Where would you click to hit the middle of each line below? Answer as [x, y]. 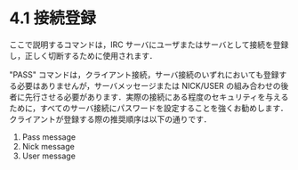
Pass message [49, 137]
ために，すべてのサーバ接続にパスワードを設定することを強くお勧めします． [149, 108]
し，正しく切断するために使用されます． [83, 55]
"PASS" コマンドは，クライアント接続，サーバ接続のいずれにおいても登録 [144, 74]
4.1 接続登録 [52, 18]
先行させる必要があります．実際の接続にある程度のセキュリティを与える [157, 97]
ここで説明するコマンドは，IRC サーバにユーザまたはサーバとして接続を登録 [149, 45]
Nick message [48, 146]
